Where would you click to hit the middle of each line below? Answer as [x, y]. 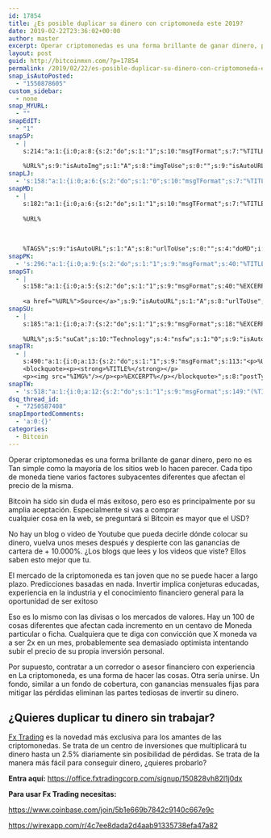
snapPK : [21, 256]
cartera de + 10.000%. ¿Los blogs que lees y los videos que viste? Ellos [127, 551]
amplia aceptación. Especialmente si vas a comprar [94, 509]
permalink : [27, 69]
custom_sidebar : [35, 91]
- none [27, 99]
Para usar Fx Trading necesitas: [63, 794]
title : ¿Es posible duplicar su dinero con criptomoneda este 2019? [126, 23]
